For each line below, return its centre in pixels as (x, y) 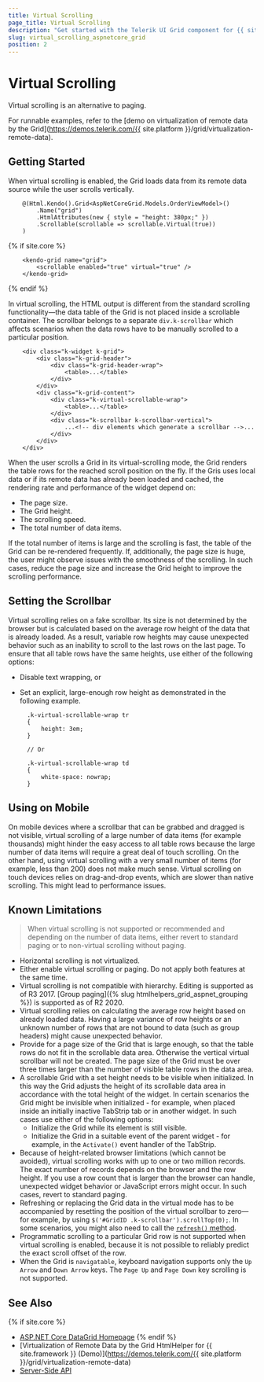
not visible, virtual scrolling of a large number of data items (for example (125, 835)
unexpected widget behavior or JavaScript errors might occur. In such (133, 1186)
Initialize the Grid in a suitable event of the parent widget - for (130, 1136)
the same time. (44, 978)
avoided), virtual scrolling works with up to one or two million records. (132, 1161)
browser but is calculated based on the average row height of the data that (129, 628)
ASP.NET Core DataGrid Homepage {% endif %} (98, 1337)
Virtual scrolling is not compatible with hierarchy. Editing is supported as (136, 986)
